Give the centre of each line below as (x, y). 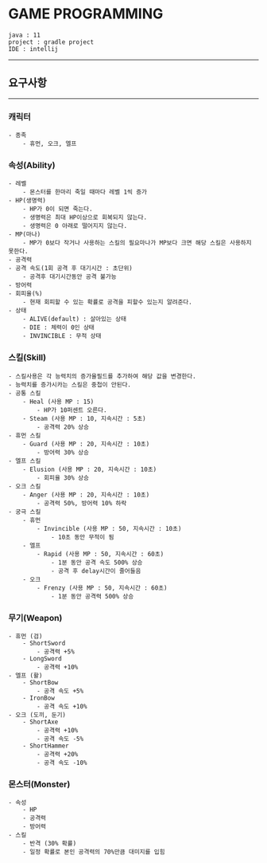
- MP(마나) (25, 235)
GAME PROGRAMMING (86, 14)
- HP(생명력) (27, 201)
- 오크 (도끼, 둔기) (37, 715)
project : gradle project (51, 42)
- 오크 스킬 (25, 486)
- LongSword (42, 658)
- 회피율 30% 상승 (63, 478)
